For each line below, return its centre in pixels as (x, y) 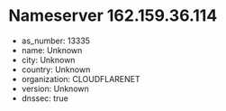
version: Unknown (55, 88)
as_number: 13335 (56, 41)
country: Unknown (56, 69)
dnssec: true (45, 98)
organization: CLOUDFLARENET (81, 79)
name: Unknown (52, 50)
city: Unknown (48, 60)
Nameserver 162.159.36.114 (113, 16)
